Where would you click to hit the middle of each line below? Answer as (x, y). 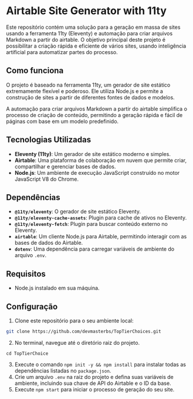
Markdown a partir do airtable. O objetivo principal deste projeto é (86, 39)
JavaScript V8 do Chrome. (47, 179)
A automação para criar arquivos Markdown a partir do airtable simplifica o (97, 109)
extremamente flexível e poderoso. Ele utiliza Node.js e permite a (84, 91)
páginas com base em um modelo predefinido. (62, 121)
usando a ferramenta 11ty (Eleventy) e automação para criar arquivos (89, 33)
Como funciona (35, 71)
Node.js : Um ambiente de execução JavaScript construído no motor (97, 172)
